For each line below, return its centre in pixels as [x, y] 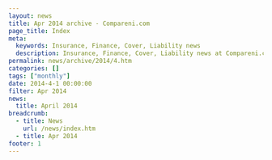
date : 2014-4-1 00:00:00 [50, 83]
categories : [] [34, 69]
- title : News [39, 121]
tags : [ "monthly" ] [39, 76]
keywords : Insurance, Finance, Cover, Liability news [108, 46]
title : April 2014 [47, 106]
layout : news [30, 16]
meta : [17, 38]
